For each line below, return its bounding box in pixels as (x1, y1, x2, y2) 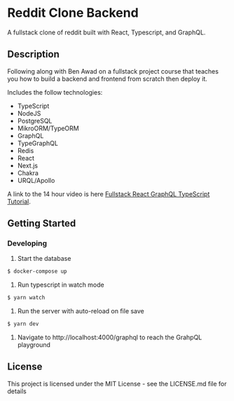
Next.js (17, 161, 39, 170)
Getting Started (7, 217, 76, 229)
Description (7, 48, 60, 60)
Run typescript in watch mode (17, 280, 104, 289)
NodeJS (17, 109, 41, 117)
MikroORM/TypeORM (17, 124, 79, 132)
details (7, 387, 27, 395)
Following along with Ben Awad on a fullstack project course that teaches (7, 67, 219, 75)
